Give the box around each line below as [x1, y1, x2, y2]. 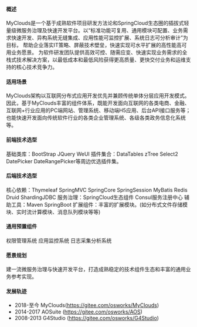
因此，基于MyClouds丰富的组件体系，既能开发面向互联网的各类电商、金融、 [6, 100, 190, 107]
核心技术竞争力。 [16, 63, 57, 70]
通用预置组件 [6, 223, 37, 230]
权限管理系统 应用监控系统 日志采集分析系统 [6, 237, 112, 244]
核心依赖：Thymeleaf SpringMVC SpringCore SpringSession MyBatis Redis [6, 186, 188, 193]
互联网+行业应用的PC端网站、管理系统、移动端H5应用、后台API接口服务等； [6, 107, 191, 114]
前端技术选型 [6, 136, 37, 143]
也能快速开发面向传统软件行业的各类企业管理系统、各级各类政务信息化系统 [6, 114, 186, 122]
